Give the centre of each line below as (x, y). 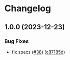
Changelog (28, 9)
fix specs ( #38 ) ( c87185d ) (38, 52)
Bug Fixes (17, 41)
